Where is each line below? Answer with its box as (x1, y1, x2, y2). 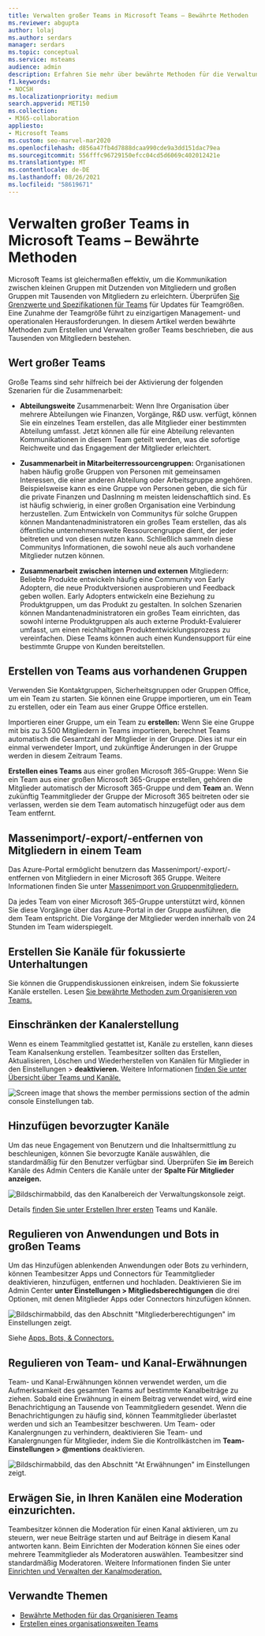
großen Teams (8, 1239, 81, 1253)
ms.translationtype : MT (8, 159, 87, 167)
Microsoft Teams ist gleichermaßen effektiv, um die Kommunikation (8, 274, 227, 284)
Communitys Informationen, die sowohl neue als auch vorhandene (19, 542, 236, 552)
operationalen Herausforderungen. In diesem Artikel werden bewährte (8, 316, 236, 326)
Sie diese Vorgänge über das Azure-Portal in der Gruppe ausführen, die (8, 905, 241, 915)
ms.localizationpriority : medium (8, 93, 118, 100)
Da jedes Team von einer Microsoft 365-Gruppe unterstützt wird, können (8, 897, 245, 906)
